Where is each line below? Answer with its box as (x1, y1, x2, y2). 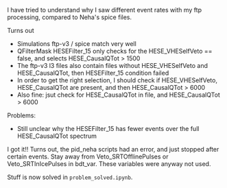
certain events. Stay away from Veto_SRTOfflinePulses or (7, 152, 169, 161)
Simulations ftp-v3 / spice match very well (16, 40, 137, 47)
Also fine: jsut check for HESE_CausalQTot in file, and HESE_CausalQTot (16, 91, 221, 99)
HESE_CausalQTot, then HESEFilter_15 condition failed (16, 69, 169, 77)
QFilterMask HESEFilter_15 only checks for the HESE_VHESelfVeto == (16, 47, 213, 55)
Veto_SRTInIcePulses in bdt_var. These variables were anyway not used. (7, 160, 211, 167)
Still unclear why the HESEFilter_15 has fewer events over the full (16, 125, 200, 132)
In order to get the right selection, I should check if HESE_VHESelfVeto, (16, 76, 218, 84)
